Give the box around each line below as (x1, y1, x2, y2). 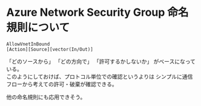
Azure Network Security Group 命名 (6, 5, 189, 19)
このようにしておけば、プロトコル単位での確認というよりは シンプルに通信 (6, 73, 193, 80)
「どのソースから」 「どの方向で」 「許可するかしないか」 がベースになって (6, 58, 196, 65)
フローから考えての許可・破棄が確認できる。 (6, 80, 118, 88)
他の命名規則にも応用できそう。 (6, 93, 86, 101)
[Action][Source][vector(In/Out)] (6, 46, 94, 52)
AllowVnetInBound (6, 41, 50, 47)
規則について (6, 21, 70, 35)
